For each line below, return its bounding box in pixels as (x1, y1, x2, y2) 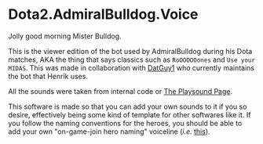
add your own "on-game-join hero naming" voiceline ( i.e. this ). (8, 127, 210, 136)
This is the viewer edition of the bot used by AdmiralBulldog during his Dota (8, 46, 253, 56)
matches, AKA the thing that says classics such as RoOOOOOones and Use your (8, 55, 255, 64)
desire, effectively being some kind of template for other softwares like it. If (8, 110, 251, 119)
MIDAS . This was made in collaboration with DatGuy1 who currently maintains (8, 63, 255, 72)
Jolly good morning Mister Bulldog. (8, 31, 122, 41)
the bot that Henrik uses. (8, 71, 89, 81)
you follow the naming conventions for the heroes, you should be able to (8, 118, 243, 128)
